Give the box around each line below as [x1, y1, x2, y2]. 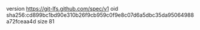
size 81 [37, 18, 55, 25]
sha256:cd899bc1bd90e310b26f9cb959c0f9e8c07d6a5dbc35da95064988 [6, 11, 195, 19]
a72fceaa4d [6, 18, 36, 25]
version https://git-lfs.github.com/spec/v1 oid [6, 5, 119, 12]
